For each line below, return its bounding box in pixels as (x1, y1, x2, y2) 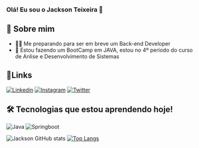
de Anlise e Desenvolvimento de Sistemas (14, 52, 119, 60)
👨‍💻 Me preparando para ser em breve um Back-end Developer (14, 40, 171, 47)
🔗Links (6, 70, 33, 81)
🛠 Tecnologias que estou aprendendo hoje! (6, 104, 173, 114)
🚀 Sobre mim (6, 24, 55, 34)
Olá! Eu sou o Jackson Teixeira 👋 (6, 5, 104, 14)
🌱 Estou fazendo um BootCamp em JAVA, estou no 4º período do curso (14, 46, 193, 54)
